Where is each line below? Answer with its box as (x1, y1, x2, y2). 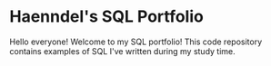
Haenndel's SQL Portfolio (9, 6, 205, 27)
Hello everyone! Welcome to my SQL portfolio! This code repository (9, 36, 263, 47)
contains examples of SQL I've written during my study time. (9, 45, 236, 56)
